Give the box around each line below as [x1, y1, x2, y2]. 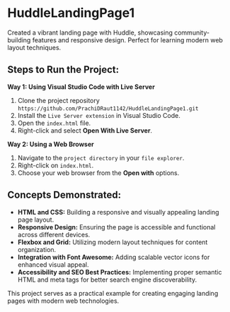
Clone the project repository [17, 96, 100, 104]
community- [174, 28, 210, 37]
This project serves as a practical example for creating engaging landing [7, 289, 219, 297]
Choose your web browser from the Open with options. [17, 168, 180, 177]
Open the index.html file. [17, 119, 91, 127]
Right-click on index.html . [17, 161, 94, 169]
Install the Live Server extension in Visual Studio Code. [17, 111, 180, 119]
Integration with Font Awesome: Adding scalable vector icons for [17, 253, 210, 261]
